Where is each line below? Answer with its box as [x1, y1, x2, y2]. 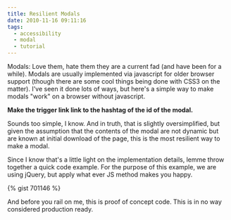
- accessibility [13, 30, 61, 37]
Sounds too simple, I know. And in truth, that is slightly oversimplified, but [7, 119, 220, 127]
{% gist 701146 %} [7, 184, 61, 192]
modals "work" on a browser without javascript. [7, 92, 146, 101]
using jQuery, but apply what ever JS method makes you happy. [7, 170, 193, 179]
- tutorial [13, 43, 46, 50]
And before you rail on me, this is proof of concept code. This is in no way [7, 198, 222, 206]
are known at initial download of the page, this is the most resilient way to [7, 134, 220, 143]
